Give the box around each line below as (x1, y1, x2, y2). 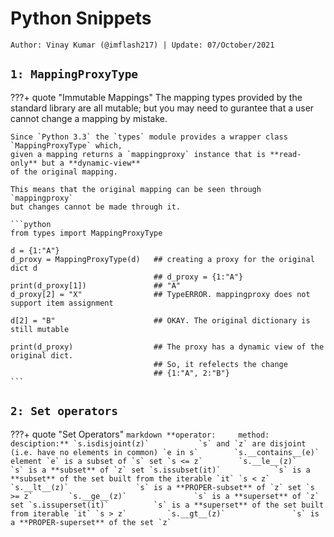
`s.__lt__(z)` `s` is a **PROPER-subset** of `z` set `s (10, 482, 315, 492)
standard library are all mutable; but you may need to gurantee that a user (10, 102, 315, 114)
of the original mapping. (10, 167, 118, 177)
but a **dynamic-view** (41, 158, 141, 168)
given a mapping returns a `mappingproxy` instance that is (10, 149, 267, 159)
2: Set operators (10, 404, 118, 419)
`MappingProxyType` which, (10, 140, 123, 151)
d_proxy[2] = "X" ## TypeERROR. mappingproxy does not (10, 289, 311, 299)
